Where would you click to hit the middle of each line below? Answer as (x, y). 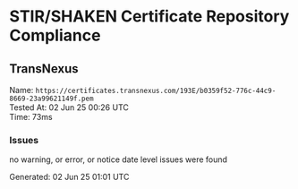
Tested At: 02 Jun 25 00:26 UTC (69, 107)
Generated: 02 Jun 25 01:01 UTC (69, 177)
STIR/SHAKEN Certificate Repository (149, 17)
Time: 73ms (31, 117)
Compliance (55, 35)
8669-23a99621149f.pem (51, 99)
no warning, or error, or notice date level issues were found (119, 159)
